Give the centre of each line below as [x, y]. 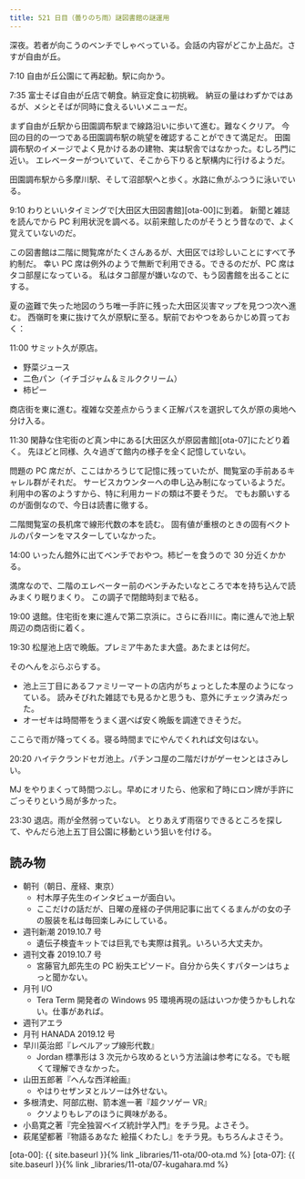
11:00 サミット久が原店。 [56, 348]
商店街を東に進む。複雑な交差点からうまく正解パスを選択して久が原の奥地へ [153, 409]
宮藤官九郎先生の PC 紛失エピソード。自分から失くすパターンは [155, 966]
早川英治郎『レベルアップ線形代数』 [91, 1046]
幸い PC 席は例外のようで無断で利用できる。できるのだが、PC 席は [169, 263]
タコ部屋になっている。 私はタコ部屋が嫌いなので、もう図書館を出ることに [150, 275]
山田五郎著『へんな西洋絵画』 [78, 1080]
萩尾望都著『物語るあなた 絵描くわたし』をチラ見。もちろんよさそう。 [155, 1137]
